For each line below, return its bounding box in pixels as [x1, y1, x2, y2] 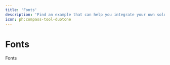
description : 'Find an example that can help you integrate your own [5, 12, 155, 17]
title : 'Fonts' [5, 7, 37, 13]
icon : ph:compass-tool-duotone [5, 17, 71, 22]
